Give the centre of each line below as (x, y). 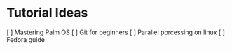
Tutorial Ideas (47, 13)
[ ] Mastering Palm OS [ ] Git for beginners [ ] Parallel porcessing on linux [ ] (116, 32)
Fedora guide (26, 39)
